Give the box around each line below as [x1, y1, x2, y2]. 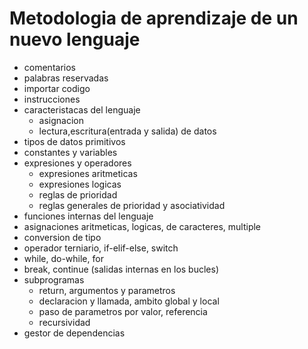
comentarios [23, 61, 76, 73]
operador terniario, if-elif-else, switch [23, 242, 179, 254]
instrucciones [23, 93, 81, 105]
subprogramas [23, 273, 85, 286]
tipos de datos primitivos [23, 135, 126, 147]
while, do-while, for [23, 252, 104, 264]
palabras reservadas [23, 72, 109, 84]
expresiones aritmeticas [38, 167, 138, 179]
